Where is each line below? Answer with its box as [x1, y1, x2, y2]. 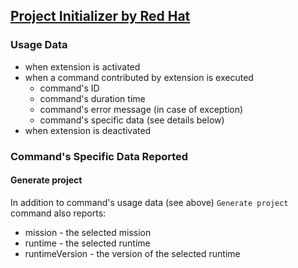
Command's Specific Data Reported [10, 149, 189, 163]
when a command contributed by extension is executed [24, 71, 254, 83]
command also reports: [10, 207, 107, 219]
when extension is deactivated [24, 124, 152, 136]
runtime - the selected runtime [24, 237, 151, 249]
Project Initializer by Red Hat [10, 8, 191, 25]
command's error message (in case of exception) [39, 103, 244, 115]
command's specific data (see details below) [39, 114, 225, 126]
